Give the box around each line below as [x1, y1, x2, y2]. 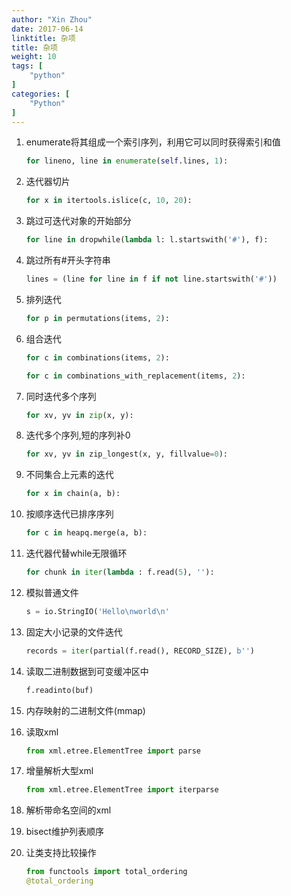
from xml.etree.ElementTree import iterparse [25, 785, 219, 795]
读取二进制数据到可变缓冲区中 [25, 665, 149, 677]
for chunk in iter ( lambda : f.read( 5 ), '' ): [25, 567, 215, 577]
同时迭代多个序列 [25, 390, 97, 402]
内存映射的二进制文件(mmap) [25, 704, 146, 716]
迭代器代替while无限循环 [25, 547, 128, 559]
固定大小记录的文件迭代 [25, 626, 123, 638]
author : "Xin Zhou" [11, 14, 93, 25]
